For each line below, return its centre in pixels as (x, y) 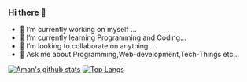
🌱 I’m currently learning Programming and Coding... (103, 37)
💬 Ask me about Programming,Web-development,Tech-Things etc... (129, 55)
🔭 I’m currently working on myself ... (78, 30)
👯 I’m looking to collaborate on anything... (87, 46)
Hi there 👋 (28, 12)
